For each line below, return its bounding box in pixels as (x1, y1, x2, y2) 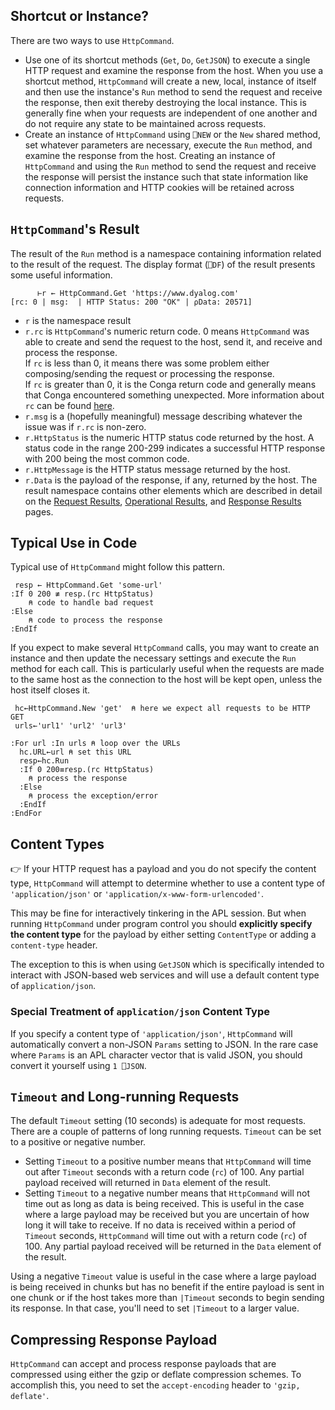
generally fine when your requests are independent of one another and (24, 107, 318, 119)
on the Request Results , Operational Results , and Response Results (24, 495, 302, 507)
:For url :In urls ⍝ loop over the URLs (10, 739, 182, 749)
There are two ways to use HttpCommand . (10, 34, 175, 46)
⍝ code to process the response (28, 615, 163, 626)
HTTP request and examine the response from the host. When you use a (24, 64, 324, 76)
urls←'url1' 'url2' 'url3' (14, 721, 128, 731)
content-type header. (10, 939, 98, 951)
